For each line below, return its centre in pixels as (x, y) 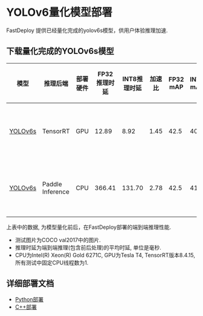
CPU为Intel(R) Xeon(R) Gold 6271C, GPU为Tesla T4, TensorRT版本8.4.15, (105, 255)
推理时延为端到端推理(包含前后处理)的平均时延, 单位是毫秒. (88, 247)
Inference (56, 191)
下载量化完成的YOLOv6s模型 (60, 51)
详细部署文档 (30, 284)
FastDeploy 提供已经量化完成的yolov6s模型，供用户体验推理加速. (87, 30)
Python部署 (29, 299)
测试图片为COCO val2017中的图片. (58, 240)
